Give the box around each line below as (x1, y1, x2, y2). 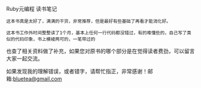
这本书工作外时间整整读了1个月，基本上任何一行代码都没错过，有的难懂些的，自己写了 (6, 30, 187, 36)
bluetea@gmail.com (13, 75, 62, 82)
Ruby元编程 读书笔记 (6, 5, 57, 12)
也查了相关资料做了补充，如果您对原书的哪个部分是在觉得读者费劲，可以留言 (6, 47, 195, 54)
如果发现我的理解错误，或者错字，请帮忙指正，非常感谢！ (6, 68, 148, 75)
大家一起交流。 (6, 55, 43, 62)
